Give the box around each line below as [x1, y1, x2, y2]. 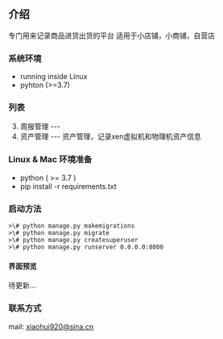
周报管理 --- [19, 122, 61, 132]
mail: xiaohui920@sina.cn [8, 321, 94, 331]
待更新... [8, 281, 36, 291]
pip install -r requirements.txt [19, 181, 117, 191]
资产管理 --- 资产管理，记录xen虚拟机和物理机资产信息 [19, 132, 201, 141]
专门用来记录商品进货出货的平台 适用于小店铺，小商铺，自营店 [8, 31, 215, 40]
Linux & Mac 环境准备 [8, 154, 93, 165]
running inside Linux [19, 72, 88, 82]
